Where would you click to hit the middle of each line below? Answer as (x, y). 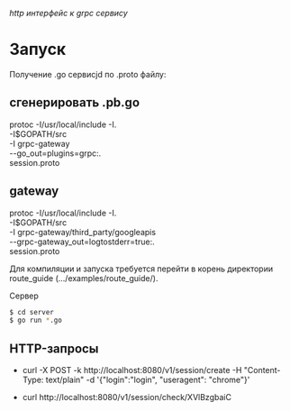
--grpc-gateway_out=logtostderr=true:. (82, 242)
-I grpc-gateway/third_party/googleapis (82, 232)
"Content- (262, 370)
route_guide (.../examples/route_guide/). (84, 278)
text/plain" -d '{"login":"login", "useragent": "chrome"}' (148, 380)
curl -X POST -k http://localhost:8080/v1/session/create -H (132, 370)
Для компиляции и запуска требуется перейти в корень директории (141, 269)
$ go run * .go (36, 320)
